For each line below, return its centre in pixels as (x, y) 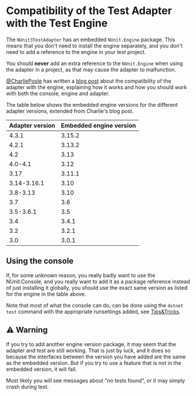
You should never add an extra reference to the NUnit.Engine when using (94, 63)
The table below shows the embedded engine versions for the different (92, 104)
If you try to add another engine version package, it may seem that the (91, 344)
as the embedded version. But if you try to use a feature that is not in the (94, 363)
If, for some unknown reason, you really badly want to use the (81, 275)
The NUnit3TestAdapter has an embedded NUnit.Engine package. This (91, 39)
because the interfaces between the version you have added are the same (96, 357)
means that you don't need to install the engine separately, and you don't (94, 46)
